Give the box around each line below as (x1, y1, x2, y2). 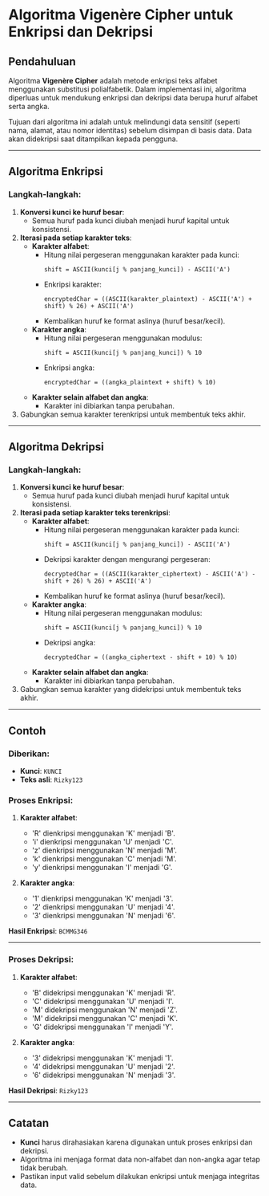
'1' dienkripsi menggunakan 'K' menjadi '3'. (31, 893, 174, 904)
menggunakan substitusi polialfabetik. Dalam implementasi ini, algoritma (8, 84, 247, 94)
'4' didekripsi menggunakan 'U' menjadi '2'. (31, 1061, 176, 1071)
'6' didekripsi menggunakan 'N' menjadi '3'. (31, 1070, 176, 1080)
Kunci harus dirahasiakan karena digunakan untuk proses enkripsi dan (19, 1137, 253, 1147)
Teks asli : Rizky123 (19, 775, 83, 784)
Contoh (8, 724, 46, 738)
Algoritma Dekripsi (8, 440, 104, 454)
